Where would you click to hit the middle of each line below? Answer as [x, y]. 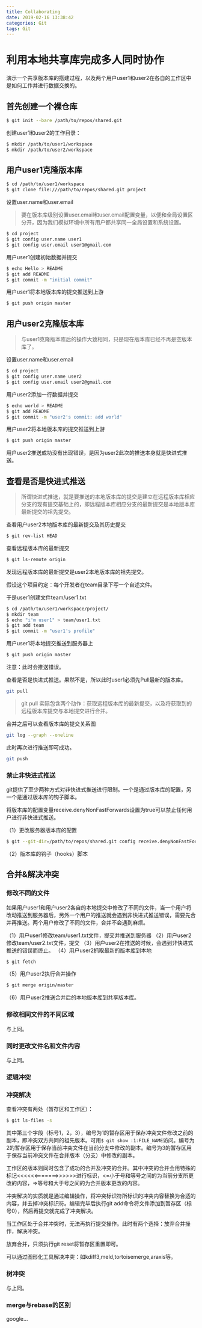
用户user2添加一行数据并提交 [42, 394]
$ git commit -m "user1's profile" [51, 631]
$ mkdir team [23, 614]
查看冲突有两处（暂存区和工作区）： [50, 1109]
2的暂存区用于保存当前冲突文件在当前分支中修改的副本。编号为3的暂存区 [96, 1148]
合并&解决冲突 [33, 875]
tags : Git [19, 29]
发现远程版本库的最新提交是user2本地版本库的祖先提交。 [77, 571]
